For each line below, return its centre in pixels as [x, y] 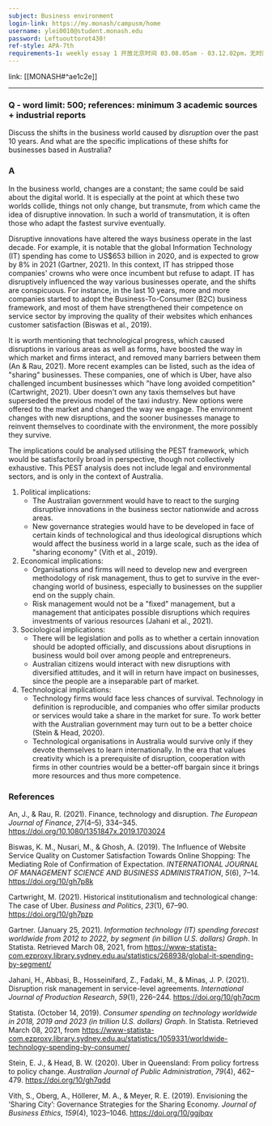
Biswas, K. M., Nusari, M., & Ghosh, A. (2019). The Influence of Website [127, 847]
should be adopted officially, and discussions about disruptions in [142, 646]
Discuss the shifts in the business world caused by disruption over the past [134, 133]
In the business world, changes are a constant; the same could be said [126, 188]
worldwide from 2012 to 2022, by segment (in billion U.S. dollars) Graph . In [133, 938]
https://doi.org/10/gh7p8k [51, 881]
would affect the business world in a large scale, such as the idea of [145, 544]
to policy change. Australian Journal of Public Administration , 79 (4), [122, 1071]
